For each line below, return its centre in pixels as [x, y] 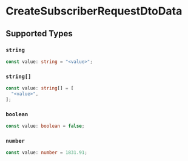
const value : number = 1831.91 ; [46, 153]
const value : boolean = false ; [45, 126]
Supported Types [39, 34]
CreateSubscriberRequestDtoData [94, 11]
